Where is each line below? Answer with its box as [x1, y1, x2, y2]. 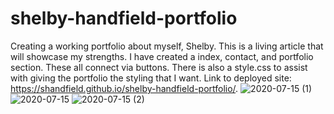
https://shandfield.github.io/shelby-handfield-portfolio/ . [10, 82, 239, 94]
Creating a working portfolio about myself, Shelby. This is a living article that [10, 40, 324, 52]
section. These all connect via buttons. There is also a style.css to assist [10, 61, 308, 73]
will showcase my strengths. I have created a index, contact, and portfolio [10, 50, 314, 62]
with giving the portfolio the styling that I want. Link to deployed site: [10, 72, 292, 84]
